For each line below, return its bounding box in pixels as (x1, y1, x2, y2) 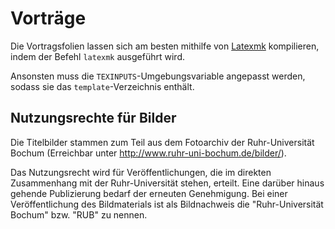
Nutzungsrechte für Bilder (10, 110, 177, 127)
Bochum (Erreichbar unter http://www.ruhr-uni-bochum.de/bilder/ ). (10, 147, 287, 159)
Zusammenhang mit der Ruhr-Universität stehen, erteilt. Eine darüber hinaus (10, 177, 325, 189)
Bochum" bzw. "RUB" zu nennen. (10, 208, 148, 221)
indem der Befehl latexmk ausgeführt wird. (10, 50, 185, 62)
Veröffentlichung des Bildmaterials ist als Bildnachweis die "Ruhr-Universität (10, 198, 324, 210)
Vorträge (10, 7, 87, 30)
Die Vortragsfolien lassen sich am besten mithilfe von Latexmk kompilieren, (10, 40, 320, 52)
